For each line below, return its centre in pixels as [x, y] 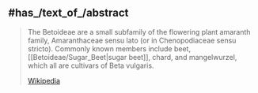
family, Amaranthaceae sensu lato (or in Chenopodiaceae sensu [132, 40]
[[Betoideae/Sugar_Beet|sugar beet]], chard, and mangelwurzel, [132, 57]
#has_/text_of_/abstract [68, 13]
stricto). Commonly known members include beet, [109, 48]
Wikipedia [44, 80]
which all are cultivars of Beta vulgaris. [91, 65]
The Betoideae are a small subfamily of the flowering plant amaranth [139, 32]
